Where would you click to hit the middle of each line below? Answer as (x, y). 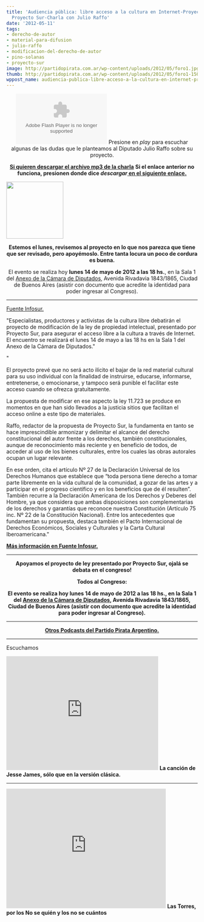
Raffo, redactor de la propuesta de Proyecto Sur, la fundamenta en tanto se (100, 426)
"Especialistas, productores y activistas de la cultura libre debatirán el (93, 321)
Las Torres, (181, 906)
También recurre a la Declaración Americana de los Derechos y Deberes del (101, 496)
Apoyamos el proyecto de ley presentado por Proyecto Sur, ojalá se (102, 564)
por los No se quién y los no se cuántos (57, 913)
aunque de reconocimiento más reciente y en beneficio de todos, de (92, 445)
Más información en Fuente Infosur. (52, 546)
